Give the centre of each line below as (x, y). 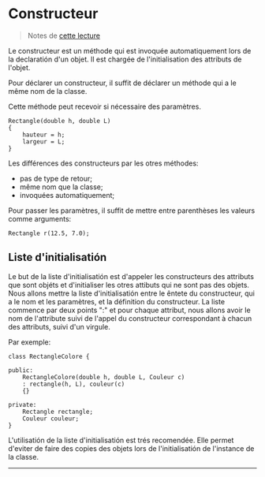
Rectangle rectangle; (58, 412)
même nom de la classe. (48, 91)
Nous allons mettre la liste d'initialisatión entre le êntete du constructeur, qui (131, 293)
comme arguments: (40, 218)
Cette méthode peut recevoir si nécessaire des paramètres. (105, 106)
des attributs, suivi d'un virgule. (59, 326)
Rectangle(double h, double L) (60, 121)
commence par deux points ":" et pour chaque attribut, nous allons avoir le (129, 310)
